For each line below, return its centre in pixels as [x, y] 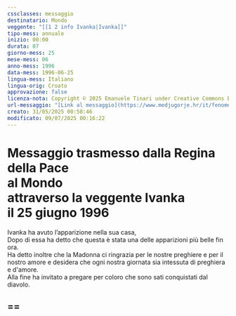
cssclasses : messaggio [40, 14]
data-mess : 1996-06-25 [40, 72]
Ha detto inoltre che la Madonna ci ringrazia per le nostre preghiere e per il [115, 254]
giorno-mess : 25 [31, 53]
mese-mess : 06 [28, 60]
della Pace [38, 167]
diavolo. [19, 284]
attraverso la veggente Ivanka [96, 198]
